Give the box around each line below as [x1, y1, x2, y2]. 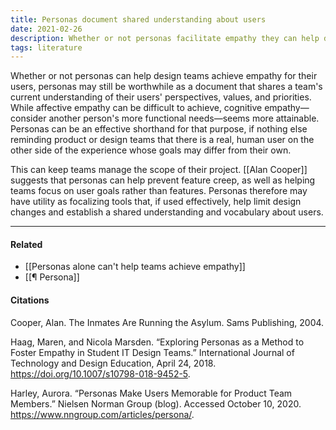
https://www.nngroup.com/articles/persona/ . [10, 408, 195, 420]
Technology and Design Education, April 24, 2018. [10, 357, 217, 369]
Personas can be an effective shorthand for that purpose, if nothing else [10, 123, 308, 135]
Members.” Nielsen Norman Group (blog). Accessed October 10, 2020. [10, 397, 302, 410]
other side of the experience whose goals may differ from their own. [10, 144, 292, 156]
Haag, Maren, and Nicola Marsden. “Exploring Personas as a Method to [10, 336, 305, 348]
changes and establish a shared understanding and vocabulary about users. [10, 206, 324, 218]
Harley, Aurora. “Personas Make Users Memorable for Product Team [10, 387, 293, 399]
